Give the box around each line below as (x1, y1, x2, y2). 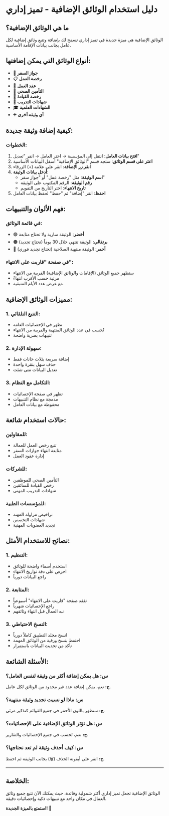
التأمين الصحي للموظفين (13, 477, 59, 483)
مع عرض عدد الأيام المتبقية (13, 281, 63, 287)
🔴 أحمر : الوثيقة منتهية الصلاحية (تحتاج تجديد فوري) (13, 246, 106, 252)
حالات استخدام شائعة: (6, 416, 67, 425)
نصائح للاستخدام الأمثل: (6, 536, 70, 545)
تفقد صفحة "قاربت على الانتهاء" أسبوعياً (13, 597, 87, 603)
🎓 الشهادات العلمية (13, 104, 51, 110)
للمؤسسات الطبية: (6, 500, 46, 507)
